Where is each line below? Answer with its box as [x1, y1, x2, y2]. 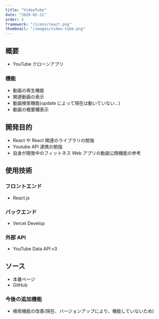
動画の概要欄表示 [12, 106, 49, 112]
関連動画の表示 [12, 94, 44, 100]
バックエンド [5, 208, 37, 215]
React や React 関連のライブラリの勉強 [12, 137, 94, 143]
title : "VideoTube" [5, 7, 47, 13]
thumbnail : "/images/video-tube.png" [5, 26, 86, 32]
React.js [12, 194, 30, 201]
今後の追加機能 [5, 296, 42, 303]
